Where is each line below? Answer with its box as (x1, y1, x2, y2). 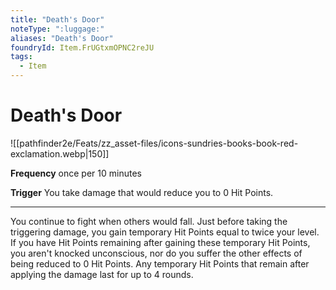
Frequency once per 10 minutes (10, 167, 142, 179)
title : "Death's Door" (10, 14, 105, 25)
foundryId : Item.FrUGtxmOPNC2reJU (10, 42, 155, 53)
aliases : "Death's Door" (10, 33, 114, 43)
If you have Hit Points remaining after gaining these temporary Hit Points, (10, 236, 311, 248)
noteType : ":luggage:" (10, 24, 105, 34)
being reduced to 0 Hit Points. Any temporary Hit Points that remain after (10, 257, 310, 270)
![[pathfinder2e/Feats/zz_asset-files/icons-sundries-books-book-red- (10, 137, 299, 149)
